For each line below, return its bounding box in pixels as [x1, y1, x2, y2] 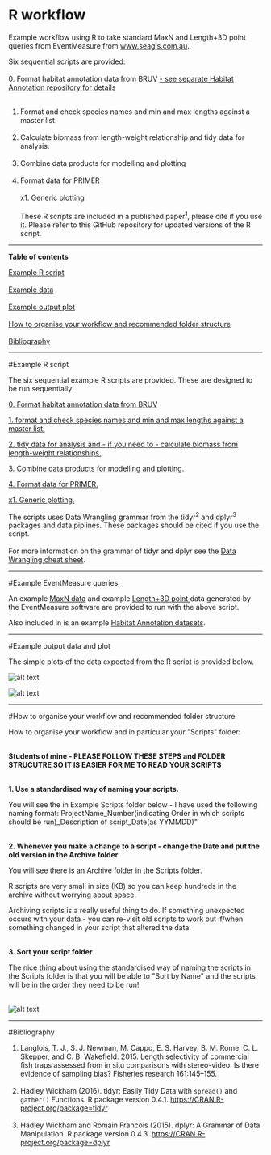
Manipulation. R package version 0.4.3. [19, 1129, 150, 1139]
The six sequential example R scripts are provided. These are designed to [8, 374, 253, 385]
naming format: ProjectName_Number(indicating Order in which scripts [8, 809, 244, 819]
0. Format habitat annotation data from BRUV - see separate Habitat [8, 74, 234, 83]
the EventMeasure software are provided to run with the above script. [8, 603, 240, 612]
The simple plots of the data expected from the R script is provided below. [8, 657, 255, 666]
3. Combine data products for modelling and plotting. [8, 463, 185, 473]
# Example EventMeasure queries [8, 578, 119, 588]
